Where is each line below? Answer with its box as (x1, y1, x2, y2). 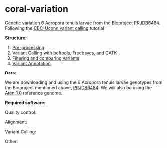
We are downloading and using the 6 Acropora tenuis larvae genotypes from (5, 79, 163, 85)
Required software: (5, 99, 46, 105)
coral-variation (5, 3, 69, 15)
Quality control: (5, 109, 37, 115)
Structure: (5, 35, 27, 41)
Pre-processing (12, 44, 45, 50)
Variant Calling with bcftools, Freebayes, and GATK (12, 50, 117, 56)
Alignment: (5, 119, 27, 125)
